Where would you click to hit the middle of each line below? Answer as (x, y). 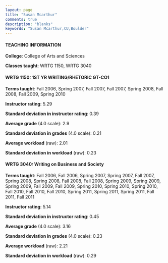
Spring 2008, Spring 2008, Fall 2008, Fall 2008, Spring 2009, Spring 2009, (83, 181)
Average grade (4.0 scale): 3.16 (38, 226)
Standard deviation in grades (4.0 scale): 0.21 (53, 133)
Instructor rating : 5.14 (28, 206)
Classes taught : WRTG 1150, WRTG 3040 (48, 66)
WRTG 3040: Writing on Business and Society (55, 164)
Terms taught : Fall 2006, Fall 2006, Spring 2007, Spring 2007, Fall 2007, (80, 175)
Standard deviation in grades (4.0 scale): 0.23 (54, 236)
